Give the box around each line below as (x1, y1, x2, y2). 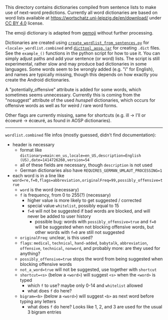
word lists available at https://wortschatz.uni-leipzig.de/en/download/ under (5, 15, 161, 21)
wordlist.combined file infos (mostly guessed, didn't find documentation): (5, 132, 156, 138)
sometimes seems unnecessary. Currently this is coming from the (5, 92, 141, 98)
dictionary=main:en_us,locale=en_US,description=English (19, 153, 141, 158)
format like (19, 147, 42, 153)
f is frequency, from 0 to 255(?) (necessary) (19, 192, 111, 198)
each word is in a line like (12, 173, 64, 178)
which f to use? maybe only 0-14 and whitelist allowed (27, 282, 143, 288)
